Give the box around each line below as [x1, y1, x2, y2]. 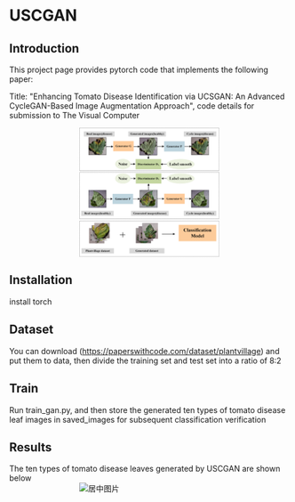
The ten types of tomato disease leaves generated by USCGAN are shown [9, 464, 281, 474]
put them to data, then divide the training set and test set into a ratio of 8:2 [9, 355, 282, 366]
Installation [9, 272, 73, 287]
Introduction [9, 41, 80, 56]
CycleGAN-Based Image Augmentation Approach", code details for [9, 101, 255, 111]
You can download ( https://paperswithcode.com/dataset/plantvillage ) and [9, 345, 280, 356]
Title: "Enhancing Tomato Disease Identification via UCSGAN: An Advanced [9, 91, 285, 101]
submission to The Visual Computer [9, 110, 140, 120]
